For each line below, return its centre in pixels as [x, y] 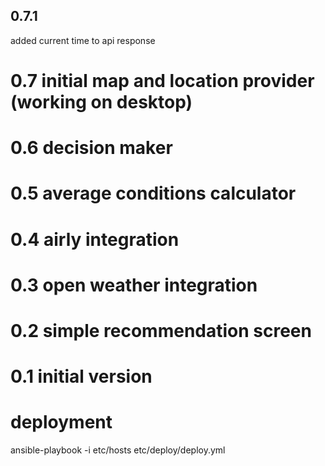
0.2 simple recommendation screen [161, 330]
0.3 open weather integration [134, 285]
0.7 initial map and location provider [162, 81]
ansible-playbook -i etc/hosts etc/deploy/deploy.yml [118, 450]
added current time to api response [83, 40]
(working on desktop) [101, 102]
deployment [61, 422]
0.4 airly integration [95, 239]
